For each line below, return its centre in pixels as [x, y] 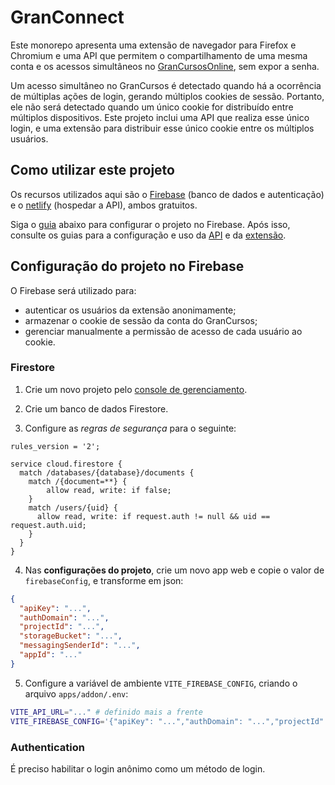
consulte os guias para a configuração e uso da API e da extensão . [148, 235]
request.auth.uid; [48, 525]
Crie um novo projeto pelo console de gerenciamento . [136, 389]
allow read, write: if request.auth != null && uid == [153, 516]
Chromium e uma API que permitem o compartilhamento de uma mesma [159, 55]
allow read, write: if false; [109, 490]
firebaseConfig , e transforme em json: [104, 580]
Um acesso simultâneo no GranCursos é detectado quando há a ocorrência [166, 85]
